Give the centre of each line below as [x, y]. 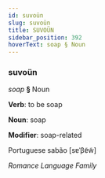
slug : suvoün [29, 23]
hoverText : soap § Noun [47, 45]
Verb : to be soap [35, 105]
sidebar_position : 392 [45, 37]
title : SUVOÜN [31, 30]
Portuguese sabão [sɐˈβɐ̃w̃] [52, 150]
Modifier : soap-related [45, 135]
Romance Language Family [52, 165]
